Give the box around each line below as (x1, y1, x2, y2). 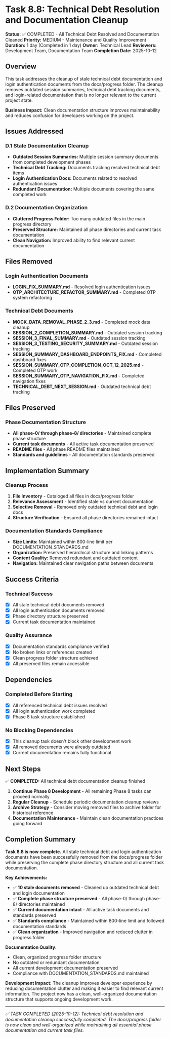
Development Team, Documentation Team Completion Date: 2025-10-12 (5, 47, 157, 54)
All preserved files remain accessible (12, 660, 90, 667)
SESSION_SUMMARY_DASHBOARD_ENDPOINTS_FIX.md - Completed (12, 351, 162, 357)
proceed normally (12, 794, 50, 800)
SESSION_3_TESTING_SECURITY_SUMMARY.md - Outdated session (12, 340, 158, 347)
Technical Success (5, 590, 53, 597)
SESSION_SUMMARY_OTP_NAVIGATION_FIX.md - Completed (12, 372, 145, 378)
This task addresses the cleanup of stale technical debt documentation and (5, 75, 162, 82)
